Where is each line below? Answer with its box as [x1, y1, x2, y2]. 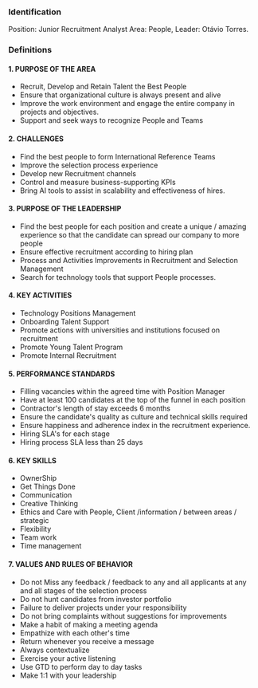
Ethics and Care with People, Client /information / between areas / [19, 507, 237, 517]
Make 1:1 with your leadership [19, 670, 117, 680]
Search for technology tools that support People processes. [19, 272, 217, 281]
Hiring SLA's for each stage [19, 429, 110, 438]
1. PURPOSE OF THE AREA [8, 64, 96, 73]
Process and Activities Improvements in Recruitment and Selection [19, 255, 239, 265]
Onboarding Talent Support [19, 317, 110, 327]
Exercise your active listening [19, 653, 116, 663]
